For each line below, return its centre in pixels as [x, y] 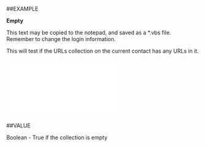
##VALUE [18, 126]
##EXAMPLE [22, 9]
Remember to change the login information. [61, 39]
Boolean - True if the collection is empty [57, 138]
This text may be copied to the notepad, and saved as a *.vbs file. [89, 32]
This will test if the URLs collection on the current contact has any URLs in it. [102, 51]
